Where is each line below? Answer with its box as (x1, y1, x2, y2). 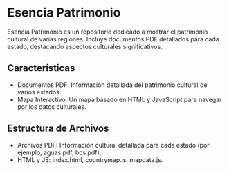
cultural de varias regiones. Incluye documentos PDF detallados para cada (7, 34, 219, 43)
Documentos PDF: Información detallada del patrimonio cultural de (17, 81, 208, 89)
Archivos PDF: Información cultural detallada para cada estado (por (17, 141, 210, 149)
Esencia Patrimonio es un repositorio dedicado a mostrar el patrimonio (7, 28, 208, 36)
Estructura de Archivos (7, 123, 109, 134)
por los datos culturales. (17, 102, 86, 111)
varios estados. (17, 88, 62, 96)
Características (7, 62, 75, 74)
